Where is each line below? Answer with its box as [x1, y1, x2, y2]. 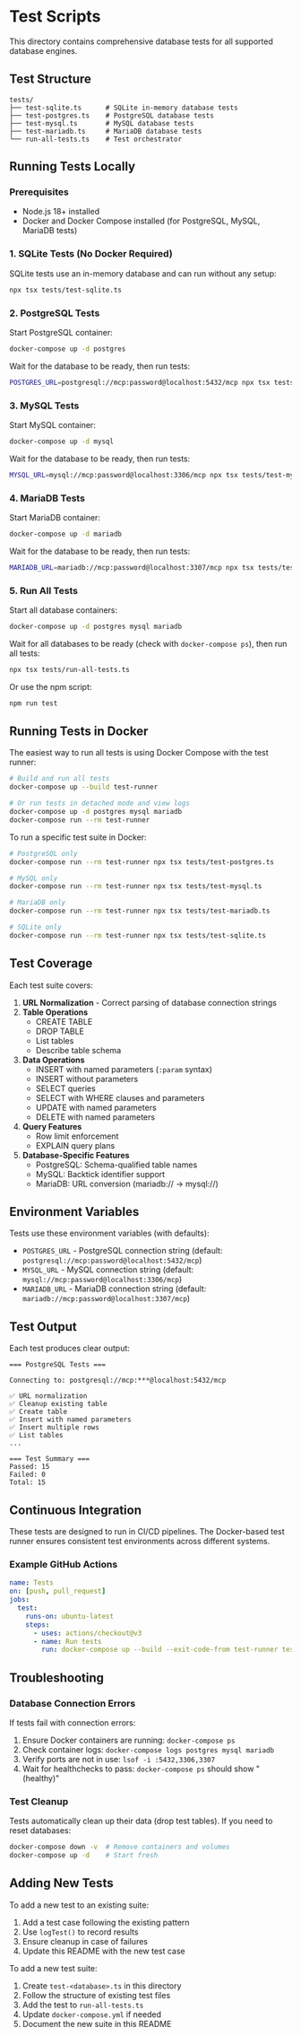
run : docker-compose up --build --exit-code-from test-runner [41, 1645, 279, 1655]
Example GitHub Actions [9, 1559, 118, 1571]
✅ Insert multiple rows [9, 1423, 100, 1432]
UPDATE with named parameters [35, 1102, 157, 1113]
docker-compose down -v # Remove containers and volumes [9, 1842, 230, 1852]
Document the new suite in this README [21, 2018, 172, 2029]
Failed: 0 [9, 1470, 47, 1480]
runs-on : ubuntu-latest [25, 1612, 115, 1621]
